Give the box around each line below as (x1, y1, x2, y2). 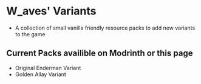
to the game (15, 30, 46, 37)
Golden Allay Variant (15, 71, 67, 78)
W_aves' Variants (6, 4, 97, 18)
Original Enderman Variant (15, 64, 81, 71)
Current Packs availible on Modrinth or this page (6, 48, 193, 59)
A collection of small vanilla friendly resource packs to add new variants (15, 24, 196, 31)
